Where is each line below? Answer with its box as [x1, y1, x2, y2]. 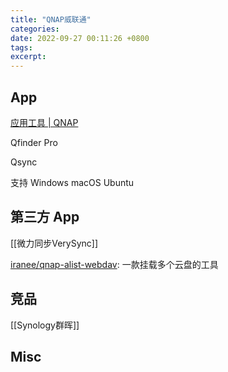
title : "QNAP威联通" [10, 14, 92, 25]
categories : [10, 24, 60, 34]
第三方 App [10, 209, 80, 226]
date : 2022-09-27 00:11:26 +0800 [10, 33, 150, 43]
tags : [10, 42, 33, 53]
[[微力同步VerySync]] [10, 237, 99, 249]
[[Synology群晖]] [10, 319, 80, 331]
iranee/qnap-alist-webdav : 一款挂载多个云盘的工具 [10, 258, 219, 270]
